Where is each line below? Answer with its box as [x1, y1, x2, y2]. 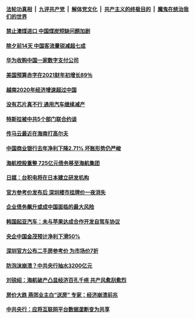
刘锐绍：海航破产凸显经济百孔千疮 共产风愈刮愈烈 [6, 277, 127, 284]
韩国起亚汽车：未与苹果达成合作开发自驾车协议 [6, 218, 120, 225]
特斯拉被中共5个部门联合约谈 [6, 115, 77, 123]
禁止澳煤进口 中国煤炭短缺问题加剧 [6, 27, 90, 35]
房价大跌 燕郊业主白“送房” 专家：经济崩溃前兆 [6, 291, 118, 298]
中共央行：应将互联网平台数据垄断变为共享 [6, 306, 110, 313]
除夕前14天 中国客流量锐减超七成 [6, 42, 86, 49]
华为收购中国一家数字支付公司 [6, 57, 79, 64]
